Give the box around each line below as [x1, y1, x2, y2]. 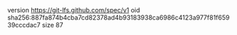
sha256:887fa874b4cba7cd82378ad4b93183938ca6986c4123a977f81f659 [7, 13, 230, 22]
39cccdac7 [7, 21, 41, 29]
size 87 [41, 21, 64, 29]
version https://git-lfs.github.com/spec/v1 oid [7, 6, 141, 14]
